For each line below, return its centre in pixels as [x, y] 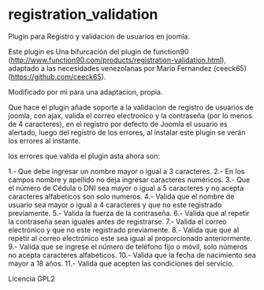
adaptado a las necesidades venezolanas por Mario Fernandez [110, 68]
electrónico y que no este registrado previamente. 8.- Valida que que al [124, 229]
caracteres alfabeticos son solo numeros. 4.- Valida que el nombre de [121, 196]
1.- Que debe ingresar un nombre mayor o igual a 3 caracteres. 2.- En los [126, 171]
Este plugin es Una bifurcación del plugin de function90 [99, 51]
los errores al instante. [45, 140]
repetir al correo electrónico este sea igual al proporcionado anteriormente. [130, 238]
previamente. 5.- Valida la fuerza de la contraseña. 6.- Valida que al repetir [129, 213]
